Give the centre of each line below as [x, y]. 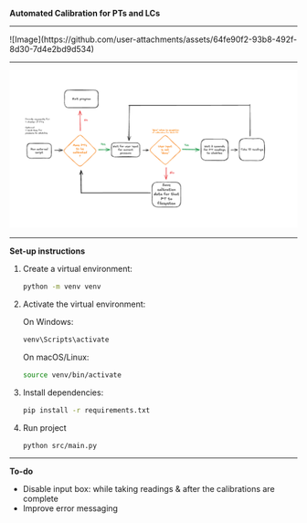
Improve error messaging [70, 508]
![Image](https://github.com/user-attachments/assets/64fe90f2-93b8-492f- [153, 39]
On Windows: [48, 321]
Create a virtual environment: [77, 269]
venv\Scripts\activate [66, 340]
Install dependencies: [63, 392]
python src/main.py [60, 445]
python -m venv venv [62, 287]
